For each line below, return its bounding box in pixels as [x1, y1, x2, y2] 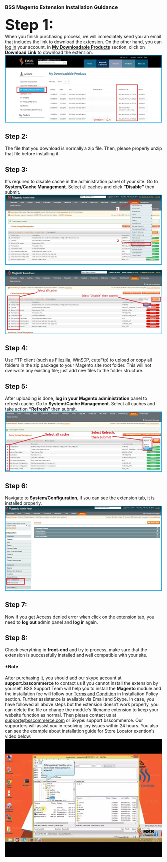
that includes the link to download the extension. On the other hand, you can [5, 39, 162, 45]
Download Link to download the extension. [5, 49, 93, 56]
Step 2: [5, 132, 28, 141]
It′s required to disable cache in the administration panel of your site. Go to [5, 179, 158, 185]
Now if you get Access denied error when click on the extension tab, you [5, 614, 155, 620]
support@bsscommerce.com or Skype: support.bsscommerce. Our [5, 717, 143, 723]
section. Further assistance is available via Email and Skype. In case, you [5, 696, 154, 702]
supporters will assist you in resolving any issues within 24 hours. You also [5, 722, 158, 728]
